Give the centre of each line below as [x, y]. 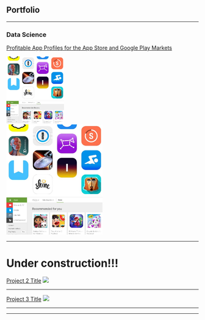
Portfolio [23, 10]
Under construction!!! [63, 263]
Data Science [27, 34]
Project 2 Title [24, 281]
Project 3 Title [24, 299]
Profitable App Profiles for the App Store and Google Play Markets [89, 48]
